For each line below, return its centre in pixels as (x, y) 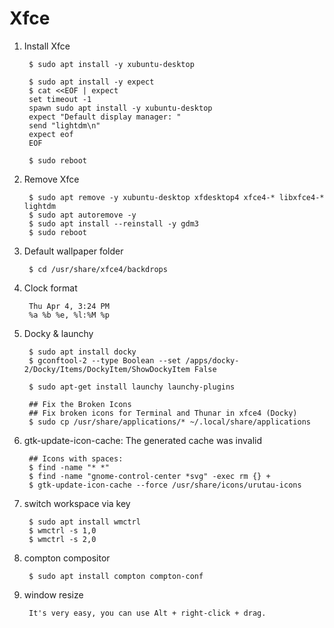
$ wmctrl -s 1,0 (62, 530)
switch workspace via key (77, 503)
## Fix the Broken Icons (80, 404)
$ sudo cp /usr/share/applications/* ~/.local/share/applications (169, 422)
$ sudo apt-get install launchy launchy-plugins (132, 387)
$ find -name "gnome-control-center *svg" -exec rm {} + (149, 476)
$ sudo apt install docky (82, 352)
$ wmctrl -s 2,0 (62, 539)
